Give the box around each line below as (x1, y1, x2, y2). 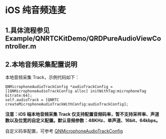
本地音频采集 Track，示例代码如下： (5, 74, 79, 80)
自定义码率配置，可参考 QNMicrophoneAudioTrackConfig (5, 128, 123, 134)
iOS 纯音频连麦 (5, 4, 66, 16)
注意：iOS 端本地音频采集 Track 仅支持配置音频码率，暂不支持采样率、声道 (5, 111, 159, 117)
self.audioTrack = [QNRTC (5, 97, 59, 102)
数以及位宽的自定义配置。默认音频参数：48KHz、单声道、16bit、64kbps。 (5, 117, 161, 123)
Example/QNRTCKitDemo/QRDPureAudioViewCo (5, 34, 161, 42)
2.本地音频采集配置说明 (5, 60, 77, 68)
